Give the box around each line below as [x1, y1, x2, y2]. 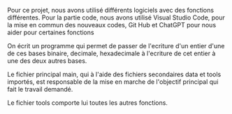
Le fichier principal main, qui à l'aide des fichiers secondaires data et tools [7, 70, 222, 78]
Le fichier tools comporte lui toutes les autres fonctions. [7, 99, 168, 107]
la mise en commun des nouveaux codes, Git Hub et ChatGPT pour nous [7, 21, 217, 29]
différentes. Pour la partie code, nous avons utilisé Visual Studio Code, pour [7, 13, 226, 22]
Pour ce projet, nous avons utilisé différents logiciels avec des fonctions [7, 6, 215, 14]
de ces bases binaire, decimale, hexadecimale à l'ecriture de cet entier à [7, 49, 216, 57]
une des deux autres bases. [7, 57, 87, 65]
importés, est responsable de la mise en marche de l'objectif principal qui [7, 78, 219, 86]
